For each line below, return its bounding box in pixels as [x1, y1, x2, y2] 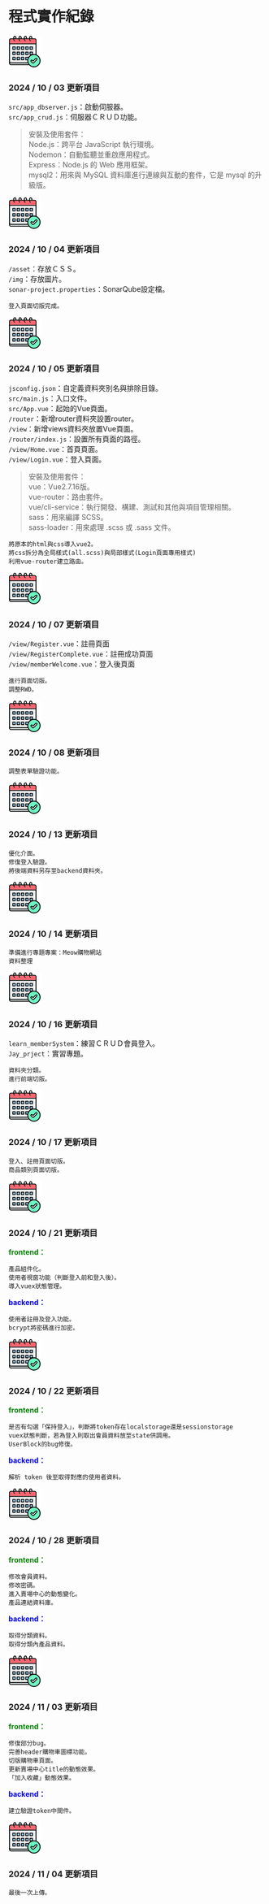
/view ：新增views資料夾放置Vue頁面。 [8, 423, 138, 433]
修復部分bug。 [8, 1739, 50, 1747]
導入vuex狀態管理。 [8, 1282, 66, 1290]
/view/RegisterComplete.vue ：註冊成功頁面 [8, 649, 154, 659]
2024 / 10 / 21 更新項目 [8, 1227, 98, 1238]
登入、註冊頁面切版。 [8, 1157, 69, 1165]
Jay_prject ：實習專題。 [8, 1049, 88, 1059]
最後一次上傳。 [8, 1889, 51, 1897]
